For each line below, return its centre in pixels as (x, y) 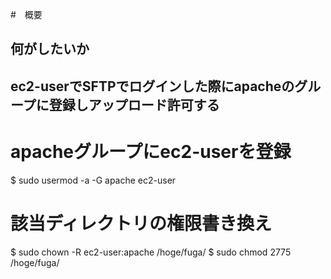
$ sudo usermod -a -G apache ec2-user (93, 180)
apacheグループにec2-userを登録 (151, 151)
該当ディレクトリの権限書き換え (141, 223)
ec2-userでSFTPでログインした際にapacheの (152, 86)
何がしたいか (50, 49)
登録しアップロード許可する (134, 104)
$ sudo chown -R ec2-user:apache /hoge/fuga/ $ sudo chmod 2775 (151, 252)
